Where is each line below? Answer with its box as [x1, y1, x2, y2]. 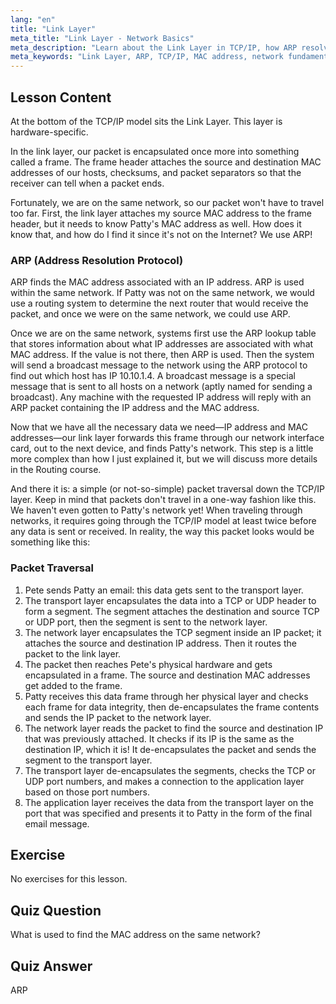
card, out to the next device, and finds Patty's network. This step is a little [10, 442, 314, 455]
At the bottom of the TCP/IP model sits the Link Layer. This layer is [10, 115, 283, 127]
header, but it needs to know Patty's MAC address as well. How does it [10, 217, 302, 230]
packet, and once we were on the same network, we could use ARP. [10, 308, 291, 320]
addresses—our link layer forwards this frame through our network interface [10, 432, 325, 444]
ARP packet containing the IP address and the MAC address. [10, 402, 260, 414]
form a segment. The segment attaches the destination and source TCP [24, 605, 320, 617]
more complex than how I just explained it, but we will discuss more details [10, 453, 318, 465]
